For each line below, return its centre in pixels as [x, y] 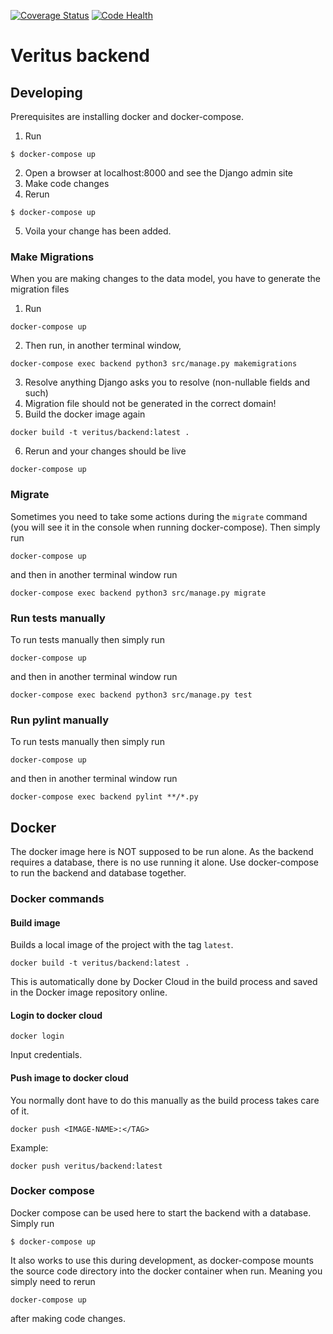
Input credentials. [46, 1055]
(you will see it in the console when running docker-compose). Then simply [165, 527]
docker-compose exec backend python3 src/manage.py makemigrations [154, 364]
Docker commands [57, 898]
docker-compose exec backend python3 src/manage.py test [131, 695]
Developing [46, 92]
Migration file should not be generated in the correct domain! [150, 404]
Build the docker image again [85, 414]
